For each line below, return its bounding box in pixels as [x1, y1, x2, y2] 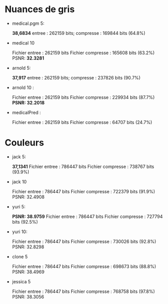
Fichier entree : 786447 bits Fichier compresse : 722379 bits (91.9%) [12, 188, 155, 194]
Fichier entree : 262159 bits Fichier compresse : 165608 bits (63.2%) [12, 50, 155, 56]
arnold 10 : [12, 84, 34, 91]
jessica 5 [12, 278, 31, 284]
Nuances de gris [5, 4, 75, 15]
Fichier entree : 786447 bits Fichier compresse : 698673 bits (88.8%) [12, 263, 156, 269]
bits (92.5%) [12, 219, 38, 225]
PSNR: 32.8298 [12, 244, 44, 250]
